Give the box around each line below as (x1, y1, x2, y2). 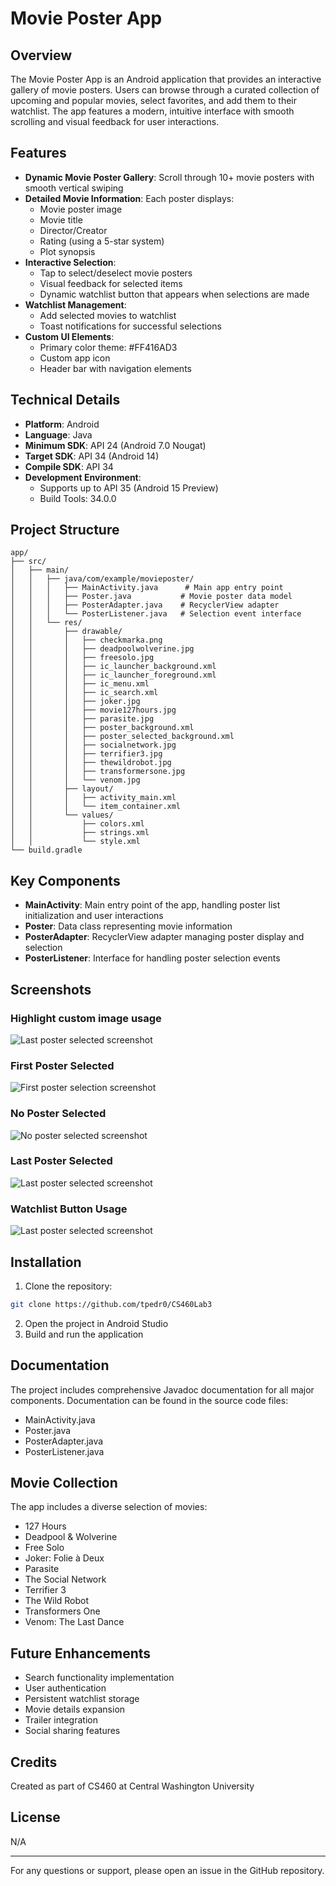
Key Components (10, 872, 121, 889)
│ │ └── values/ (10, 810, 114, 821)
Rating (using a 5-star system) (39, 235, 165, 247)
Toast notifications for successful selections (39, 320, 222, 332)
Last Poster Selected (10, 1154, 113, 1168)
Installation (10, 1253, 82, 1271)
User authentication (24, 1682, 107, 1694)
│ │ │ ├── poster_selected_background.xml (10, 732, 235, 742)
